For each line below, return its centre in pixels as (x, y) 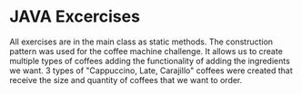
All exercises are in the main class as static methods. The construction (141, 42)
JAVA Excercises (75, 17)
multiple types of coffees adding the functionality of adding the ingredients (150, 61)
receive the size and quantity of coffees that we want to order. (126, 80)
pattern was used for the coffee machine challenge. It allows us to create (146, 51)
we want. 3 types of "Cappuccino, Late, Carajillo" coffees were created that (151, 70)
